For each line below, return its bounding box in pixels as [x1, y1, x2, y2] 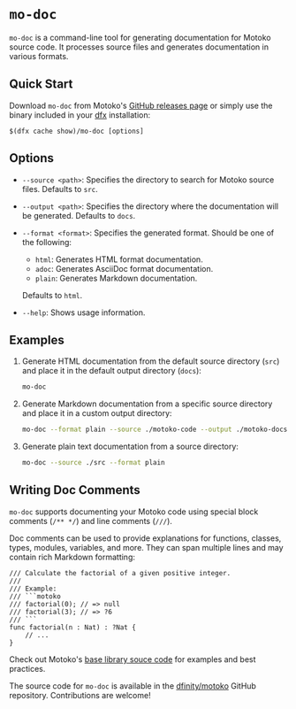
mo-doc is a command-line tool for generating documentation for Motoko [9, 32, 271, 42]
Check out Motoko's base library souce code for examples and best [9, 653, 256, 665]
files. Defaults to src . [21, 183, 99, 194]
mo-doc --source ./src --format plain [21, 459, 165, 467]
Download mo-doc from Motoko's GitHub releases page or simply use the [9, 100, 273, 111]
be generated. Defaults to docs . [21, 210, 136, 220]
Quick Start [9, 77, 73, 92]
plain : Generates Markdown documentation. [34, 273, 198, 283]
